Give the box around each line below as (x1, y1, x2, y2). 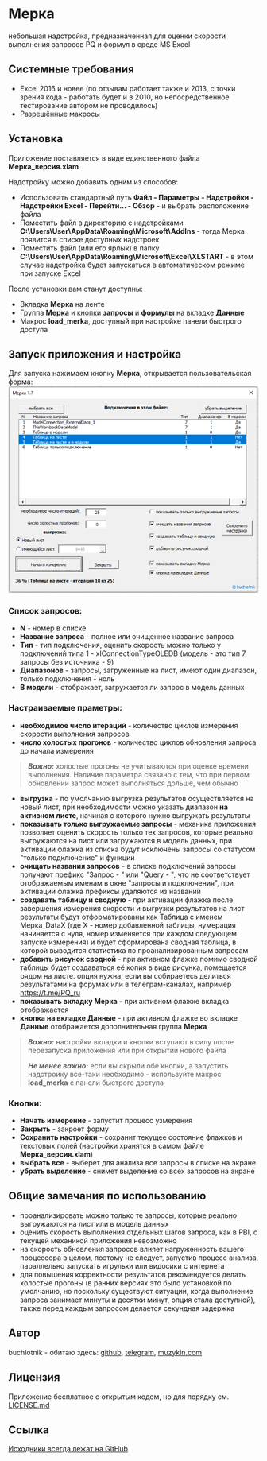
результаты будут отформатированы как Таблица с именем (19, 912, 223, 921)
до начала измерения (19, 746, 94, 755)
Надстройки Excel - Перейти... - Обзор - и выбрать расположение (19, 200, 249, 211)
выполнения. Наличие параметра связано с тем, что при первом (27, 769, 250, 779)
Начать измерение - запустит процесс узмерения (19, 1116, 193, 1126)
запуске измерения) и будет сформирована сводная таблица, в (19, 937, 237, 947)
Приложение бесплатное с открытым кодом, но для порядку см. (8, 1392, 230, 1401)
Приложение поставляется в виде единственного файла (8, 153, 200, 163)
